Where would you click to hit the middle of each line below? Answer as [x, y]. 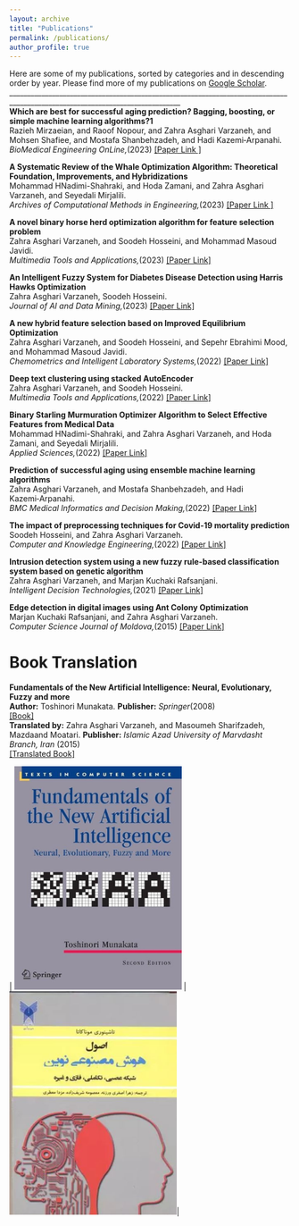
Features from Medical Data [62, 424]
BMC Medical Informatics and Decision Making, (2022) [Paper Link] [133, 508]
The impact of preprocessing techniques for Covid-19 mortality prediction [149, 525]
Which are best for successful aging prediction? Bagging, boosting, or [142, 112]
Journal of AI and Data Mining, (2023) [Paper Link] [102, 306]
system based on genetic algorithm [76, 571]
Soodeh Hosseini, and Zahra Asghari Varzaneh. [96, 535]
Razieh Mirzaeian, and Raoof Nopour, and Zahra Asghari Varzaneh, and [140, 130]
